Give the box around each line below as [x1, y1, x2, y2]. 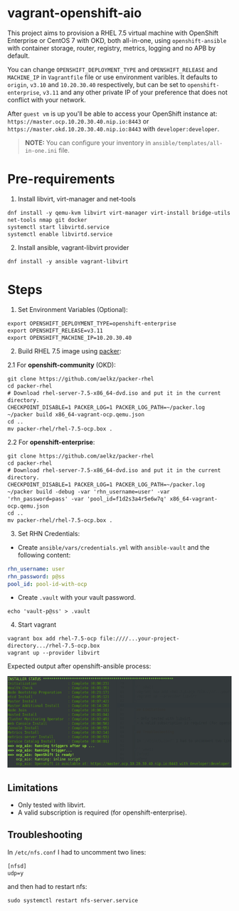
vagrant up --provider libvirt [7, 650, 100, 657]
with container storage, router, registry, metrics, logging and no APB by [7, 44, 216, 52]
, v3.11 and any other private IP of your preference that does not [38, 88, 228, 96]
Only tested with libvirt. [17, 801, 86, 810]
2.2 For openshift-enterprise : [7, 438, 95, 446]
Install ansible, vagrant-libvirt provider [17, 243, 129, 251]
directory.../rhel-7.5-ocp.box [7, 643, 100, 650]
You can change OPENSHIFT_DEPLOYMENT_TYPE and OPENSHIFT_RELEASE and [7, 65, 218, 74]
